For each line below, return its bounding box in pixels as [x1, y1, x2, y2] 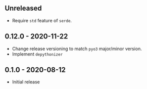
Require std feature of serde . [12, 17, 72, 23]
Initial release [12, 79, 40, 85]
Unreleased [5, 4, 42, 13]
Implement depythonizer [12, 51, 63, 57]
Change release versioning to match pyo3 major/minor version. [12, 46, 142, 52]
